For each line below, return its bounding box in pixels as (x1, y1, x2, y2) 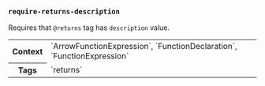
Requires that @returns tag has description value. (8, 23, 170, 32)
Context (12, 47, 43, 58)
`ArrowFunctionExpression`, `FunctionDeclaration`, (50, 41, 238, 52)
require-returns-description (8, 7, 121, 16)
